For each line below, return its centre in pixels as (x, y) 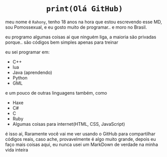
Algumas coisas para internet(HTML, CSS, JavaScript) (69, 124)
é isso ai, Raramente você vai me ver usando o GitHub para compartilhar (80, 134)
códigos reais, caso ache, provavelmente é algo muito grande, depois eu (80, 139)
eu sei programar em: (27, 52)
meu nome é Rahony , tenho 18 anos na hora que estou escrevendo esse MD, (84, 22)
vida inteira (17, 149)
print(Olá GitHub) (85, 9)
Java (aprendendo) (32, 72)
